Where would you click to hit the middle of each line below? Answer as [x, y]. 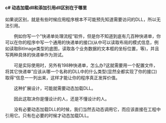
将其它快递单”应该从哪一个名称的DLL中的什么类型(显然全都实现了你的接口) [81, 71]
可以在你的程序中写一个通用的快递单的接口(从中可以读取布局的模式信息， [80, 43]
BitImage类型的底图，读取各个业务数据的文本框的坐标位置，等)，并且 [89, 49]
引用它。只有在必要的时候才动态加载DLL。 [48, 116]
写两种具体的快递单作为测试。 [35, 55]
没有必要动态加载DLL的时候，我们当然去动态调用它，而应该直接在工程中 [87, 110]
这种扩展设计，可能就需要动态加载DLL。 [55, 88]
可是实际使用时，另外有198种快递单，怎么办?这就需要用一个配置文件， [86, 65]
